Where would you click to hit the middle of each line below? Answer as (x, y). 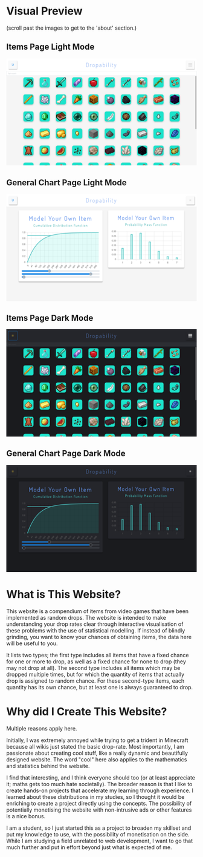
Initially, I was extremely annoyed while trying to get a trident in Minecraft (97, 740)
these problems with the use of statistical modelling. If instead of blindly (96, 631)
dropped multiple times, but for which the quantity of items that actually (95, 675)
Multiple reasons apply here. (42, 729)
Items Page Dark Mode (50, 318)
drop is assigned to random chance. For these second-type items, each (95, 681)
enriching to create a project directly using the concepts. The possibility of (99, 804)
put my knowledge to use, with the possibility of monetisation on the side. (98, 835)
